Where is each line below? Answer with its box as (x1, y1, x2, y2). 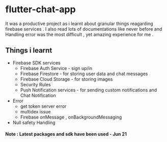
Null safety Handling (12, 119, 55, 126)
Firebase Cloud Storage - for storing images (20, 76, 113, 82)
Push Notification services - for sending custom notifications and (20, 87, 157, 93)
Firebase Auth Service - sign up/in (20, 65, 93, 71)
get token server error (20, 103, 67, 109)
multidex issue (20, 108, 51, 114)
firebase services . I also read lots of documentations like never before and (5, 26, 162, 32)
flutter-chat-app (5, 4, 76, 15)
